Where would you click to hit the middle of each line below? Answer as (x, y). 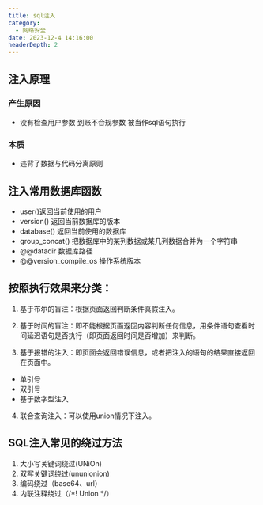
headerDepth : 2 (33, 45)
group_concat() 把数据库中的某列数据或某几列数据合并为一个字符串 (129, 241)
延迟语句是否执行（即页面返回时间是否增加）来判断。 (113, 335)
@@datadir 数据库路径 (56, 251)
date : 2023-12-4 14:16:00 (51, 38)
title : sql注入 (32, 15)
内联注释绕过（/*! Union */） (66, 493)
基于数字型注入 (44, 399)
